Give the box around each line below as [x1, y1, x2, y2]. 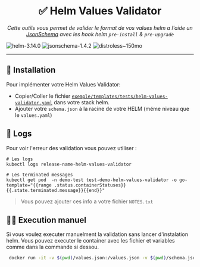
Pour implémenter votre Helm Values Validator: [6, 80, 121, 88]
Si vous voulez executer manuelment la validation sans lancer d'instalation [6, 231, 189, 238]
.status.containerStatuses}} [54, 182, 127, 188]
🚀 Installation [6, 65, 56, 75]
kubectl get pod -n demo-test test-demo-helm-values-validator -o [6, 177, 177, 183]
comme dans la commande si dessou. [6, 243, 99, 251]
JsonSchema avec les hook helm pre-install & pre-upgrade [26, 30, 174, 38]
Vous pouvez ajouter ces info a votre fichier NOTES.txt [20, 198, 154, 205]
